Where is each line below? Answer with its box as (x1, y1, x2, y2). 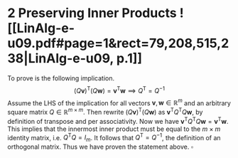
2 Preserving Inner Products (7, 5, 177, 21)
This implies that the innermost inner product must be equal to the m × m (7, 125, 221, 133)
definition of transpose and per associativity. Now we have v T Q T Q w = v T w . (7, 115, 229, 125)
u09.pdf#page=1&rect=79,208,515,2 (7, 36, 229, 51)
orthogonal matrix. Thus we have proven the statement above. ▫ (7, 142, 194, 151)
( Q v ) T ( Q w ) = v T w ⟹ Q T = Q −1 (73, 85, 166, 95)
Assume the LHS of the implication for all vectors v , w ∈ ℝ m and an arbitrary (7, 98, 231, 107)
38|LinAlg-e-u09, (7, 51, 114, 67)
